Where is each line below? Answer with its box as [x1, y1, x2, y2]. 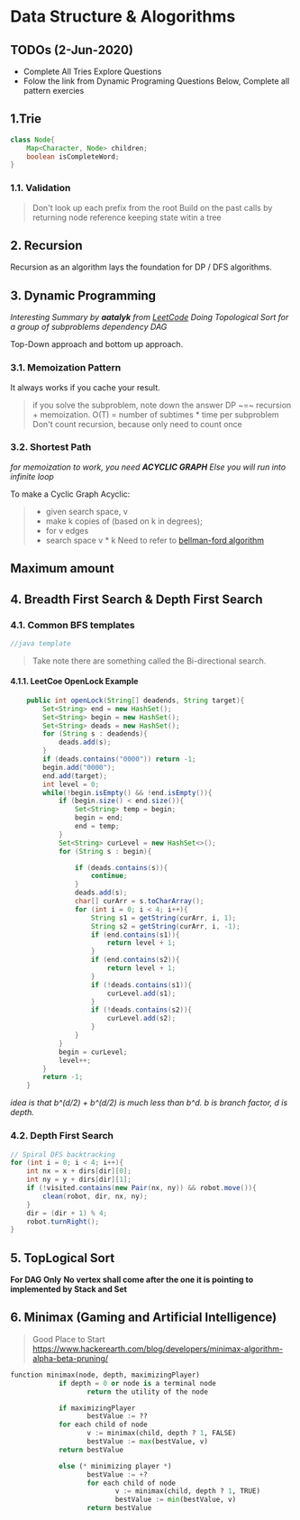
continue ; [90, 872, 128, 881]
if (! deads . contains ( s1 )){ [90, 980, 193, 989]
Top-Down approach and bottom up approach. [10, 339, 184, 350]
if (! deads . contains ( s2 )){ [90, 1005, 193, 1015]
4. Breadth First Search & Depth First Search [10, 591, 264, 607]
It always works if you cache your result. [10, 381, 160, 393]
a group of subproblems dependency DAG [10, 322, 168, 333]
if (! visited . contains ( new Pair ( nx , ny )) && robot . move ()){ [26, 1184, 257, 1193]
